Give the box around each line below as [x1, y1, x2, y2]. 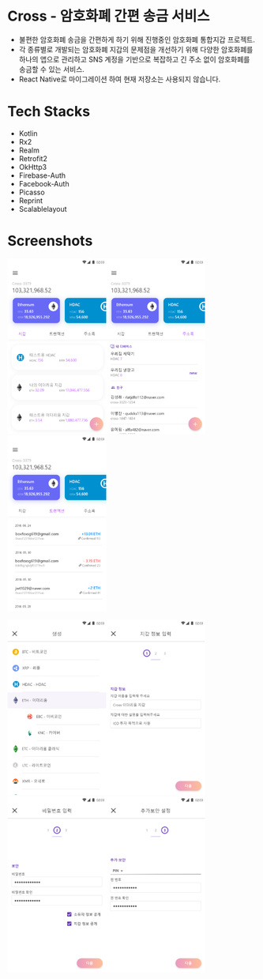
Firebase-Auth [18, 171, 66, 180]
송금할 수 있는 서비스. [18, 64, 85, 73]
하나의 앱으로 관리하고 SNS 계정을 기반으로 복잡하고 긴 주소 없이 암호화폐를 [18, 55, 250, 64]
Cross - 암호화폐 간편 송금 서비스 [7, 7, 210, 25]
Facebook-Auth [18, 179, 70, 188]
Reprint [18, 195, 43, 205]
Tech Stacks [7, 103, 91, 121]
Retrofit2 [18, 153, 48, 163]
